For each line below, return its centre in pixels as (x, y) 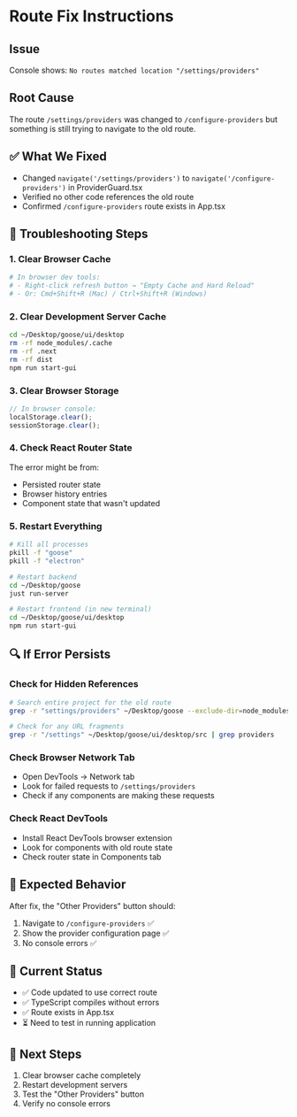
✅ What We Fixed (58, 157)
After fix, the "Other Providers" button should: (92, 905)
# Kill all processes (49, 545)
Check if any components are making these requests (118, 796)
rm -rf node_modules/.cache (61, 343)
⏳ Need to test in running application (89, 1023)
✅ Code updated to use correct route (89, 992)
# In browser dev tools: (55, 277)
